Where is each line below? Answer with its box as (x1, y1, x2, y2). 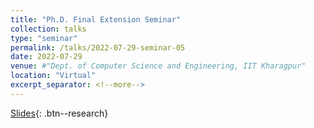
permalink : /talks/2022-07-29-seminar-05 (10, 42, 186, 53)
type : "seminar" (10, 33, 78, 43)
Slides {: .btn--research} (10, 107, 109, 119)
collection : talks (10, 24, 87, 34)
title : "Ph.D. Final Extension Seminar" (10, 14, 182, 25)
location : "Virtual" (10, 71, 97, 81)
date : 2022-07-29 (10, 52, 83, 62)
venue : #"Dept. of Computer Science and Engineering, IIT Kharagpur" (10, 61, 307, 71)
